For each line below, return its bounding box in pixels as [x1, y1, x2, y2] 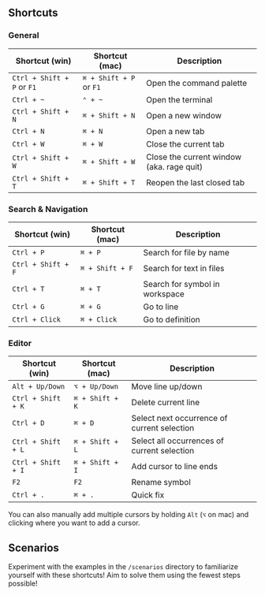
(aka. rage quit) [145, 161, 203, 172]
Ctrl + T [12, 284, 45, 293]
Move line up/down [131, 382, 203, 393]
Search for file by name [143, 247, 230, 258]
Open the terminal [145, 94, 213, 105]
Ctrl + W [12, 140, 45, 148]
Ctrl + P [12, 248, 45, 257]
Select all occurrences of [131, 435, 225, 446]
